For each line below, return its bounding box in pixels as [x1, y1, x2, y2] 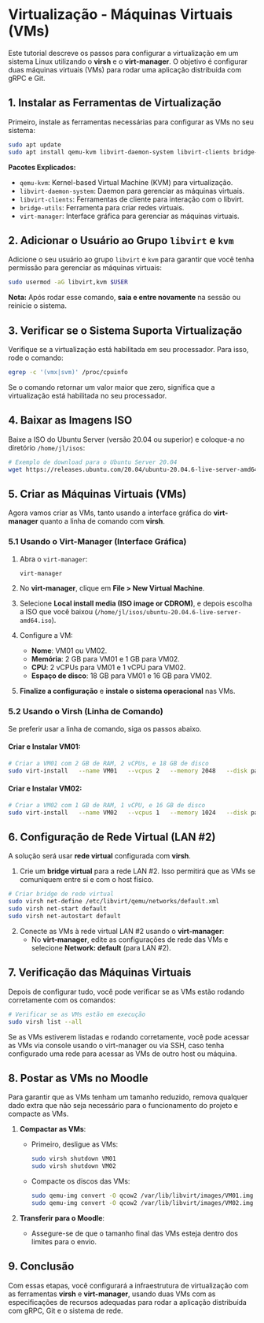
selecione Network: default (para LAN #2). [31, 943, 171, 952]
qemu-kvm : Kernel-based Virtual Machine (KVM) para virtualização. [19, 177, 233, 187]
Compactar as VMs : [19, 1125, 86, 1134]
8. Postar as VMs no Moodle [8, 1071, 148, 1084]
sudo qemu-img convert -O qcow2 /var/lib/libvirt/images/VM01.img [31, 1191, 254, 1200]
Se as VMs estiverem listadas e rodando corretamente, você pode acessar [8, 1032, 250, 1041]
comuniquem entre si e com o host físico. [19, 875, 154, 884]
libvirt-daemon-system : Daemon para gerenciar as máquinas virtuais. [19, 186, 245, 195]
